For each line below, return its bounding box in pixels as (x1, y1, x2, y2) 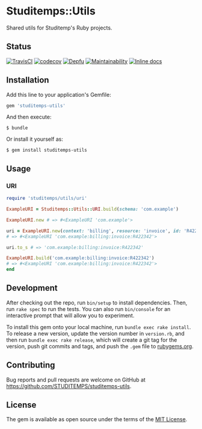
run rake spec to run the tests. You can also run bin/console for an (6, 305, 171, 312)
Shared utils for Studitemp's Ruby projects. (6, 24, 112, 31)
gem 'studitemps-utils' (6, 102, 66, 109)
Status (6, 42, 32, 52)
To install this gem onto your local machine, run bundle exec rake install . (6, 323, 191, 330)
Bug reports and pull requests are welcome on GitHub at (6, 376, 146, 383)
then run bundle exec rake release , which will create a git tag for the (6, 336, 177, 344)
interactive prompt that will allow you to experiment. (6, 312, 135, 319)
